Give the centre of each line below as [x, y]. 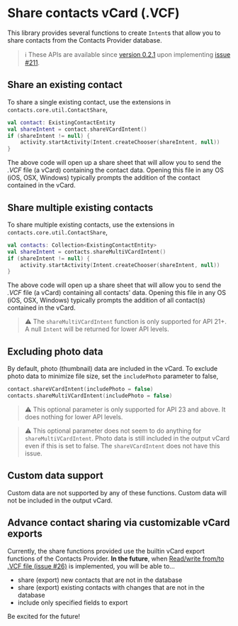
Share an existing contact [65, 85]
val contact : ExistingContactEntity [61, 122]
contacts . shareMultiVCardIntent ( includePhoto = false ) [90, 396]
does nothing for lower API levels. [74, 416]
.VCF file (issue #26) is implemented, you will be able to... [91, 566]
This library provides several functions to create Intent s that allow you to [114, 33]
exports [25, 534]
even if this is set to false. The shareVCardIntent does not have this [122, 446]
